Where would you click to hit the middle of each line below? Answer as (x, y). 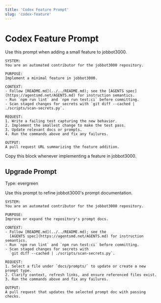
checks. (13, 297)
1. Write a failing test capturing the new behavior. (61, 121)
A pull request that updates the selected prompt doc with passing (76, 292)
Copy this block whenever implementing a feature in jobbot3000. (71, 156)
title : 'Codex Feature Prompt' (37, 10)
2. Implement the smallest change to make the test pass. (66, 126)
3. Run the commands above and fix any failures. (57, 279)
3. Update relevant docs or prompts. (44, 130)
